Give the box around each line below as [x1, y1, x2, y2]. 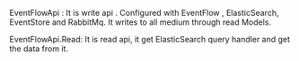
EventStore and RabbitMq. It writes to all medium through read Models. [9, 17, 272, 27]
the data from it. [9, 43, 69, 54]
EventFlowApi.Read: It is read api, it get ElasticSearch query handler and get [9, 34, 290, 44]
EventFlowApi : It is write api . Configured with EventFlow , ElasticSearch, [9, 8, 279, 18]
